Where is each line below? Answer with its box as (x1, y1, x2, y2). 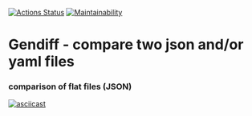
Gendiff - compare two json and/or (8, 36, 244, 54)
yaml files (8, 53, 75, 71)
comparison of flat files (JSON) (8, 81, 132, 92)
